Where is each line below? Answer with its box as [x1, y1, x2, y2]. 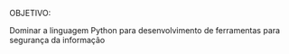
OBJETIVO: [9, 8, 51, 18]
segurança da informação [9, 35, 106, 45]
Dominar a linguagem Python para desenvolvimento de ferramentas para [9, 25, 281, 35]
